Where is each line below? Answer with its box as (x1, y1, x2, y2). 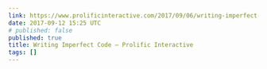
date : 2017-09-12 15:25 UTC (8, 19, 102, 27)
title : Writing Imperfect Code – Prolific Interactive (8, 41, 194, 49)
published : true (8, 33, 62, 42)
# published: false (8, 26, 73, 34)
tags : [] (8, 48, 37, 56)
